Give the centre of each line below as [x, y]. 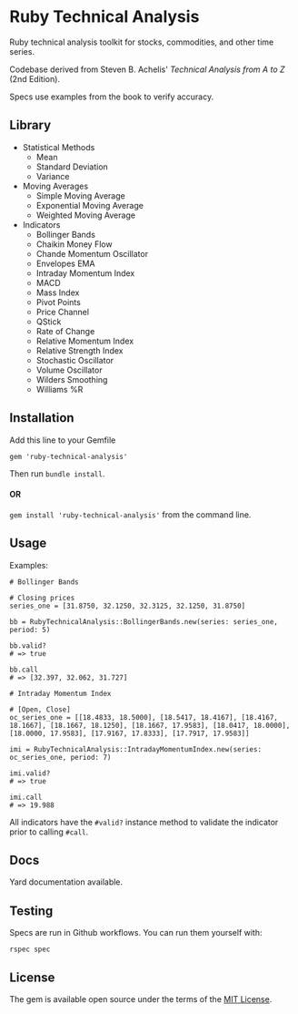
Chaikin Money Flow [74, 244]
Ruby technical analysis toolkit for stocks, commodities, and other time [142, 42]
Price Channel [62, 312]
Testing [31, 911]
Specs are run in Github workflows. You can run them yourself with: [136, 933]
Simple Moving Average [80, 195]
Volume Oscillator [69, 370]
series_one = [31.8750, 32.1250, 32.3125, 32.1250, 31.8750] [128, 606]
